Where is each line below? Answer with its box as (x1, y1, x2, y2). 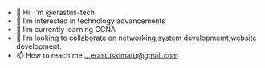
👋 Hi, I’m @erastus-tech (15, 8, 95, 17)
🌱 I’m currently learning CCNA (15, 25, 116, 34)
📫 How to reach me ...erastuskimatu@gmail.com (15, 50, 179, 60)
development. (15, 42, 62, 51)
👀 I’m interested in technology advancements (15, 16, 166, 26)
